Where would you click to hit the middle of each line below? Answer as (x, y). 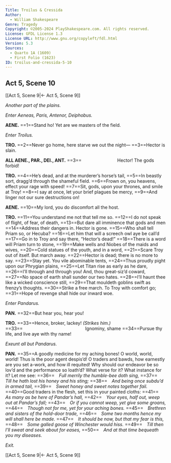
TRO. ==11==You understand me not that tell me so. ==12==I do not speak (83, 217)
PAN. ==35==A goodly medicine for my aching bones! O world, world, (79, 354)
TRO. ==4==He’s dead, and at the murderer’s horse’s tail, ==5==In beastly (83, 176)
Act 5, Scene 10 (30, 83)
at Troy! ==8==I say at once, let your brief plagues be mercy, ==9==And (81, 192)
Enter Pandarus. (22, 303)
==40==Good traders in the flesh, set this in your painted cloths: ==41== (82, 392)
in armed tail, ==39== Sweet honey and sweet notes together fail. (77, 386)
